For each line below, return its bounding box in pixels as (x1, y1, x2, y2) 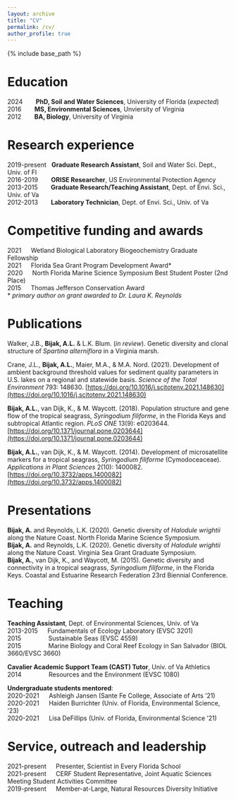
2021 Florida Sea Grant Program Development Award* (7, 261, 172, 270)
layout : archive (7, 10, 55, 18)
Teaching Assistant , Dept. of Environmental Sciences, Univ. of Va (7, 619, 199, 627)
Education (7, 74, 68, 90)
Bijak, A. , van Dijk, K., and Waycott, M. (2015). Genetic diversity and (7, 556, 204, 564)
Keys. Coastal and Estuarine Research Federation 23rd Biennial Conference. (7, 571, 228, 579)
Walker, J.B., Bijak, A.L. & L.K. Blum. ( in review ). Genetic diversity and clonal (7, 340, 229, 347)
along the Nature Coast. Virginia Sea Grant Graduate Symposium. (7, 548, 197, 556)
